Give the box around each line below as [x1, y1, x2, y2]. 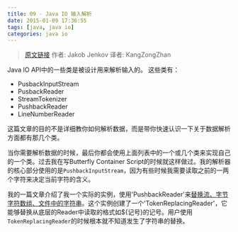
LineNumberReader [17, 110, 75, 118]
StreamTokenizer [17, 95, 67, 104]
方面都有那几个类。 [7, 133, 64, 142]
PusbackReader [17, 87, 64, 96]
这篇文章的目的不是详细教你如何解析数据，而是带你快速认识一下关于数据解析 [7, 125, 231, 133]
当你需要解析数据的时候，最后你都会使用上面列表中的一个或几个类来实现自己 [7, 148, 231, 157]
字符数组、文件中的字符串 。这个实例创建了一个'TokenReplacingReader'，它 [7, 199, 228, 208]
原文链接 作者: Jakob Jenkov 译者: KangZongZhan [24, 50, 171, 59]
